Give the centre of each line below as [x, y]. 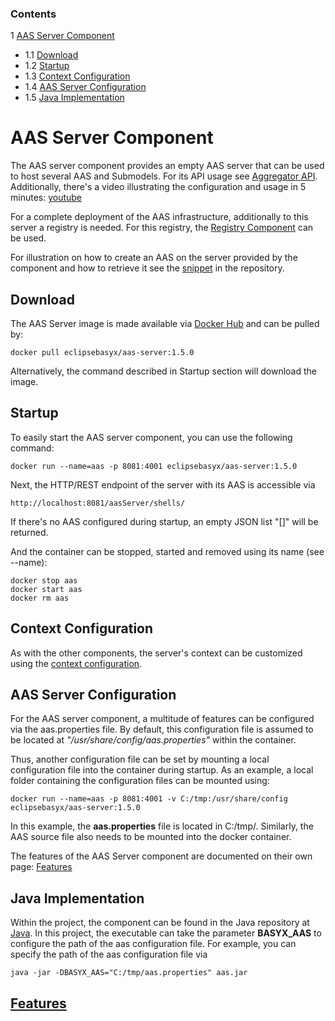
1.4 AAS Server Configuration [85, 87]
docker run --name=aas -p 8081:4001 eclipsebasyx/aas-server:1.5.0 [154, 466]
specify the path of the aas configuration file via [109, 954]
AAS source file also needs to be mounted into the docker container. [151, 837]
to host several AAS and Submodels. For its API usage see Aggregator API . [164, 176]
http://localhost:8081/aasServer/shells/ [98, 503]
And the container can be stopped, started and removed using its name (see [167, 551]
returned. [29, 532]
